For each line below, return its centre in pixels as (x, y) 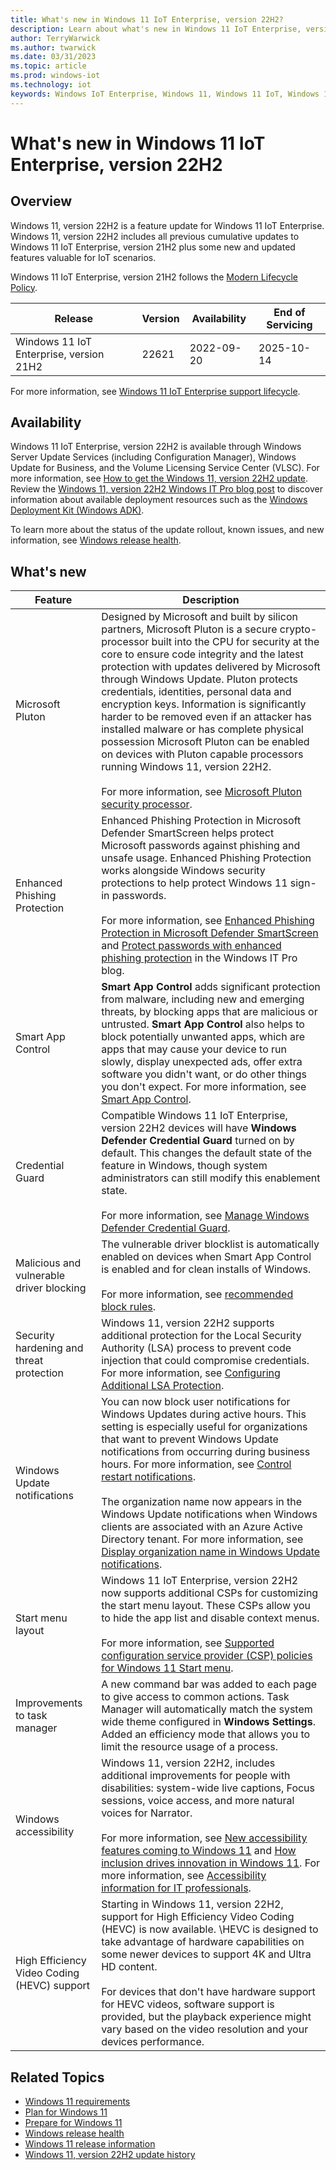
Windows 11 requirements (77, 2102)
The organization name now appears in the (202, 1502)
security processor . (147, 804)
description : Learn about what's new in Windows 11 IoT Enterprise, (156, 29)
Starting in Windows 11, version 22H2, (192, 1904)
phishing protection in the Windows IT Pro (199, 958)
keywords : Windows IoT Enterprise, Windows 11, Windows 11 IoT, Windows (165, 94)
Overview (41, 201)
